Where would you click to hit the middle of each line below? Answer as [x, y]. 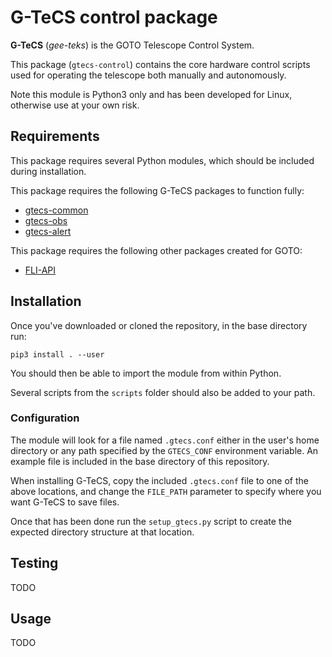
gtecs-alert [48, 231]
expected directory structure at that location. [102, 532]
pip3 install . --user [57, 354]
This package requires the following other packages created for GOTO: [156, 250]
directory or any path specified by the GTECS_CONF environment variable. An [164, 450]
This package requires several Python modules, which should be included [162, 160]
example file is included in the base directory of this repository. [140, 461]
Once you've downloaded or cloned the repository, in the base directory [159, 325]
